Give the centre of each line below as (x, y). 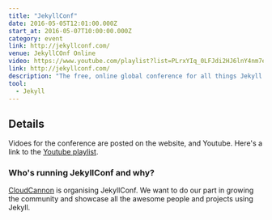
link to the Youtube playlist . (53, 152)
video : (19, 61)
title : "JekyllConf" (43, 16)
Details (26, 123)
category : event (36, 38)
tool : (17, 83)
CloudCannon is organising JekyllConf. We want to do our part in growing (131, 190)
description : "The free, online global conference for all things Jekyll (136, 76)
